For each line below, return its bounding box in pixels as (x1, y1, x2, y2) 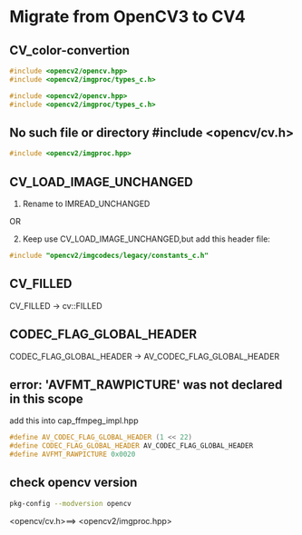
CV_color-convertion (9, 43, 130, 58)
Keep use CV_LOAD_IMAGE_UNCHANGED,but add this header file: (22, 233, 270, 244)
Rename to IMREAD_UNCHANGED (22, 198, 151, 209)
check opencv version (9, 475, 138, 490)
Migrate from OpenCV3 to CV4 (9, 6, 247, 27)
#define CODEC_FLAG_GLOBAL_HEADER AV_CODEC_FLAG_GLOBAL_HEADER (9, 441, 254, 451)
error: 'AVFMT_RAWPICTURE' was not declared (9, 377, 283, 392)
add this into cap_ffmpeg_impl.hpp (9, 415, 139, 426)
